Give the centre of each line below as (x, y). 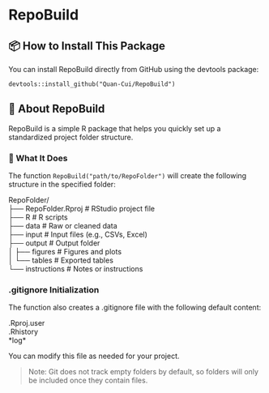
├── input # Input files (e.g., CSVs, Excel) (78, 235)
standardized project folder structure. (71, 137)
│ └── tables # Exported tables (61, 260)
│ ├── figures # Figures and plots (65, 252)
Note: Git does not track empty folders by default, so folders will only (143, 372)
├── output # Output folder (54, 243)
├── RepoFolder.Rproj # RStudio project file (82, 209)
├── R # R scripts (38, 217)
